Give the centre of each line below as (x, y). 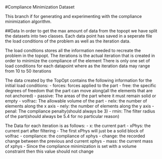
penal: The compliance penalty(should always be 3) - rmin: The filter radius (80, 111)
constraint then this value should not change (49, 151)
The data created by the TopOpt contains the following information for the (79, 80)
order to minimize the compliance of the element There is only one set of (78, 61)
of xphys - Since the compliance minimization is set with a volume (71, 146)
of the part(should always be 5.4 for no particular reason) (62, 116)
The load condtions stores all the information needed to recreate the (73, 51)
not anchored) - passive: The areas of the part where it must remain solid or (81, 96)
